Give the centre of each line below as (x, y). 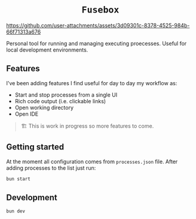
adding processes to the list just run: (51, 168)
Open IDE (27, 114)
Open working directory (44, 107)
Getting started (35, 147)
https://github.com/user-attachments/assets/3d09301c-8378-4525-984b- (98, 25)
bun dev (16, 211)
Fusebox (100, 10)
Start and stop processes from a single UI (66, 95)
